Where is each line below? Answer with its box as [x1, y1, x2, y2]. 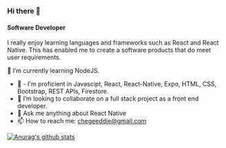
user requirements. [7, 53, 61, 61]
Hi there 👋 [7, 6, 41, 16]
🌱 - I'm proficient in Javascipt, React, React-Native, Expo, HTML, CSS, [17, 80, 217, 88]
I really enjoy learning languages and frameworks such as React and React [7, 39, 219, 47]
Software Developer [7, 23, 66, 32]
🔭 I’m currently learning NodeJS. [7, 67, 100, 75]
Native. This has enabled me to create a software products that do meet [7, 46, 212, 54]
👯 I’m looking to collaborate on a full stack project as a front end [17, 94, 199, 103]
